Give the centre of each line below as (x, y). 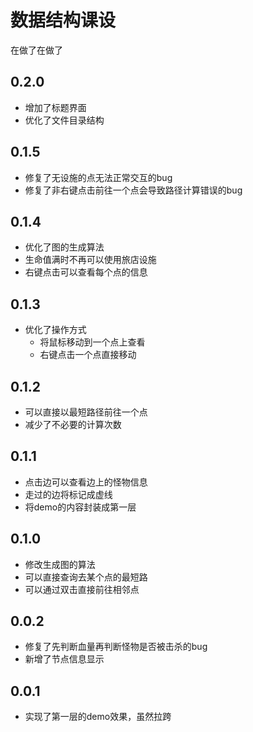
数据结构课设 (63, 20)
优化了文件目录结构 (64, 120)
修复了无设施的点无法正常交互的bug (98, 177)
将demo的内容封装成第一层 (80, 507)
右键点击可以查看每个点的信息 (86, 272)
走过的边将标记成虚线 (68, 494)
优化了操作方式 (55, 330)
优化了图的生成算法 (64, 247)
